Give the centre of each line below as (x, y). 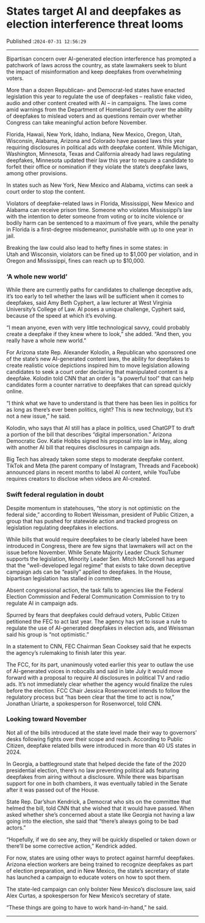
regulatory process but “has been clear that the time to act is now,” (90, 697)
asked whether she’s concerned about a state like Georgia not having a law (101, 814)
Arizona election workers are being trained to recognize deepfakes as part (100, 864)
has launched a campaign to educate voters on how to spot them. (89, 877)
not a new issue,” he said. (39, 416)
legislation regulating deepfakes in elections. (63, 527)
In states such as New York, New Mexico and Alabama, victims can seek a (100, 185)
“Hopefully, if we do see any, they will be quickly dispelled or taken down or (102, 839)
